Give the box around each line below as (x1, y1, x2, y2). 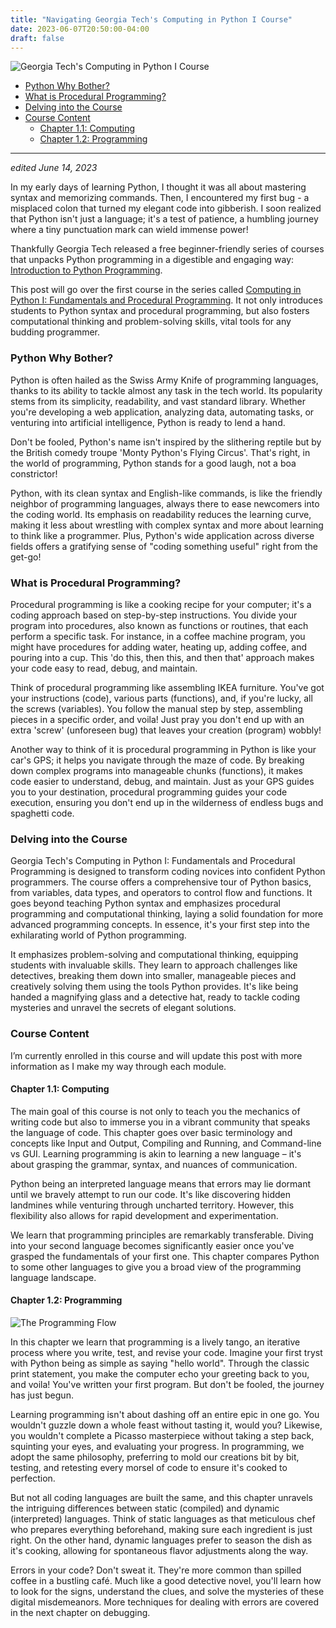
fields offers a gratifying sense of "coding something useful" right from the (10, 540, 319, 552)
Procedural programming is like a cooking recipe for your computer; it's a (10, 598, 312, 610)
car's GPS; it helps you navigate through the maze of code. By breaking (10, 754, 305, 766)
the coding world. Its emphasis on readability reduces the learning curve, (10, 508, 312, 520)
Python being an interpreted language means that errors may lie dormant (10, 1177, 312, 1190)
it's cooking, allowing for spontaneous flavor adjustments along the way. (10, 1544, 309, 1556)
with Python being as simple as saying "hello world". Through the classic (10, 1357, 310, 1369)
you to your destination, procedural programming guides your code (10, 786, 288, 798)
